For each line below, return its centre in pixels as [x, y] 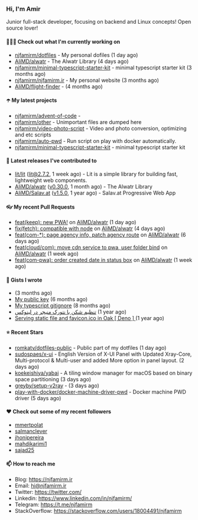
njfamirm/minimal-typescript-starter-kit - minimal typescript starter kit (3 [103, 68]
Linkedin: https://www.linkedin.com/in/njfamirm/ [73, 498]
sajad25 [24, 450]
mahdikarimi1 [31, 444]
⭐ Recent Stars [25, 332]
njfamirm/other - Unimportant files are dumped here [78, 122]
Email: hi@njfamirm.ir [40, 486]
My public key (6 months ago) [51, 299]
